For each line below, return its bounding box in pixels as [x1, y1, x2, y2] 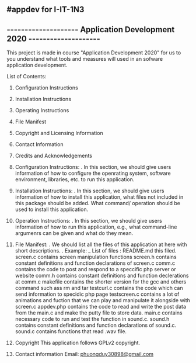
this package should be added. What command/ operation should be [15, 200, 180, 207]
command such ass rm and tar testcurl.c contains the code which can [15, 285, 183, 292]
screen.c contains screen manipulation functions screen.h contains [15, 254, 177, 261]
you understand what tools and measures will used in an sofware [6, 56, 163, 63]
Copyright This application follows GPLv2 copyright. [15, 339, 141, 347]
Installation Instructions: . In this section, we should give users [15, 187, 164, 195]
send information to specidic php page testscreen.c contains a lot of [15, 291, 180, 298]
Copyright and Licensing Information [15, 130, 104, 137]
